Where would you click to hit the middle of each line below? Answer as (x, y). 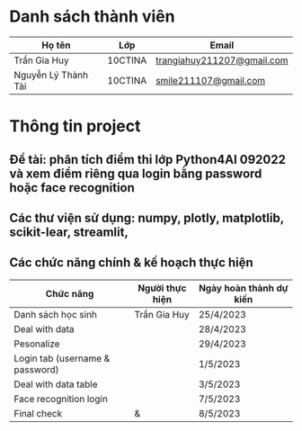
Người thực (162, 288)
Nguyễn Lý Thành (51, 75)
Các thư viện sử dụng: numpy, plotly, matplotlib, (147, 218)
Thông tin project (75, 126)
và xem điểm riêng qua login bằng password (136, 173)
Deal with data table (56, 384)
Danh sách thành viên (92, 17)
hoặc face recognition (72, 188)
